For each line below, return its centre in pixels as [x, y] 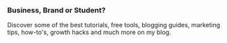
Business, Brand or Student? [56, 10]
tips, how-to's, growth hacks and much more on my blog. [89, 32]
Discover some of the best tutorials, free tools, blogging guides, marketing [114, 25]
